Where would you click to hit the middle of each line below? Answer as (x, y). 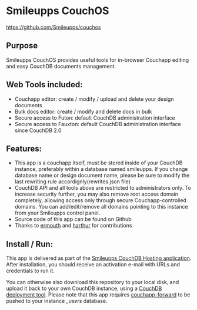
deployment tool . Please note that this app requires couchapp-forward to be (98, 295)
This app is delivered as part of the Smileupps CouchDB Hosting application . (99, 258)
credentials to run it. (30, 271)
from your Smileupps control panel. (57, 213)
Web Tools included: (44, 85)
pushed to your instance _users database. (57, 301)
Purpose (22, 46)
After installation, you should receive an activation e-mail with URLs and (93, 265)
